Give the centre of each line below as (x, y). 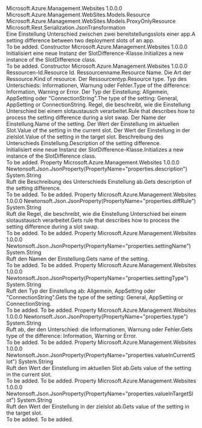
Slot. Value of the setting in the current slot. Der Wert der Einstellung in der (98, 130)
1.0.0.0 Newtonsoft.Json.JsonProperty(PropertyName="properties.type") (97, 316)
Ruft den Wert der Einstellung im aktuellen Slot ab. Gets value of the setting (99, 368)
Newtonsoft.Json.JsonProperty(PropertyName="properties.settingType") (97, 278)
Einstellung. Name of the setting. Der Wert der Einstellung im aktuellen (93, 124)
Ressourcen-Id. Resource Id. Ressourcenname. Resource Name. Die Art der (99, 73)
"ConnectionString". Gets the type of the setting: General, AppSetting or (95, 297)
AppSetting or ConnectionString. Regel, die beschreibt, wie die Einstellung (99, 105)
